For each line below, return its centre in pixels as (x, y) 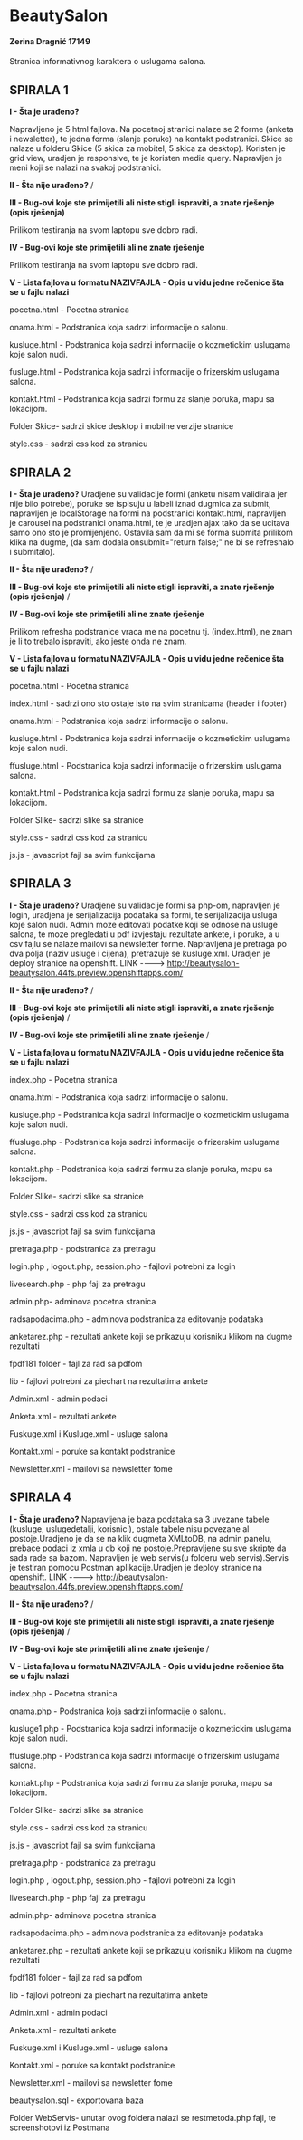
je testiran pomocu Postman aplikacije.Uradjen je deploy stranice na (136, 1567)
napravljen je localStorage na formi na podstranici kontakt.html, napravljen (148, 513)
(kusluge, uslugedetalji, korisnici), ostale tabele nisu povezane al (129, 1529)
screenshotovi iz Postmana (60, 2127)
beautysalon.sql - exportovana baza (77, 2100)
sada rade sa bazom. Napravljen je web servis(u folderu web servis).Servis (149, 1557)
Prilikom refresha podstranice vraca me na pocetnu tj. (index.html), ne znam (151, 632)
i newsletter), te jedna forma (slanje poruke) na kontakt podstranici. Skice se (151, 139)
